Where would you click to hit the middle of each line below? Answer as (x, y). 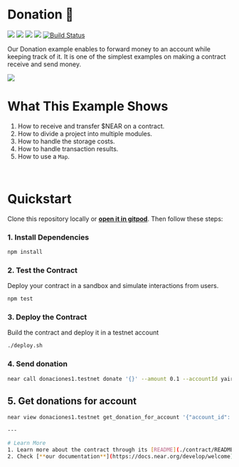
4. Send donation (37, 364)
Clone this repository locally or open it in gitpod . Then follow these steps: (115, 219)
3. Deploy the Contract (47, 317)
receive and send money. (44, 64)
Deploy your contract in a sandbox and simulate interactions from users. (113, 286)
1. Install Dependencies (48, 237)
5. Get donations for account (72, 401)
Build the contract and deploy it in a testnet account (83, 333)
